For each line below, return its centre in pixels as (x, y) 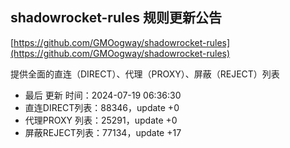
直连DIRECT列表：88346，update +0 (102, 107)
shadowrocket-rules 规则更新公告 (116, 18)
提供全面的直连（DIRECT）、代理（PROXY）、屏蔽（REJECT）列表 (145, 74)
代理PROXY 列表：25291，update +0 (101, 120)
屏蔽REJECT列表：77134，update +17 (103, 132)
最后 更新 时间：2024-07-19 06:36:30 (103, 95)
